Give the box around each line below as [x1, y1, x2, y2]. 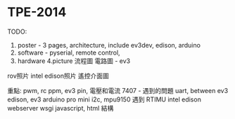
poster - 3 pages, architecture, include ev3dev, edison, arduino [17, 41, 201, 49]
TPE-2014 [7, 4, 67, 20]
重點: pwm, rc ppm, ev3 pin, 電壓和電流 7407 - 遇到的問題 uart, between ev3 [7, 86, 229, 94]
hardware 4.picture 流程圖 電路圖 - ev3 [17, 57, 131, 65]
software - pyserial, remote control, [17, 48, 121, 57]
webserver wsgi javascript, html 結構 [7, 104, 114, 112]
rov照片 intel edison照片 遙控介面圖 [7, 71, 109, 80]
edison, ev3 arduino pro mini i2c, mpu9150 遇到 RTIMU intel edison [7, 95, 202, 104]
